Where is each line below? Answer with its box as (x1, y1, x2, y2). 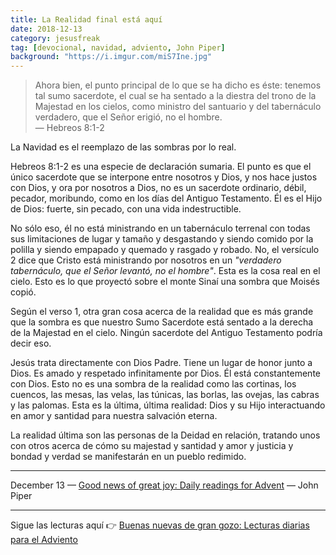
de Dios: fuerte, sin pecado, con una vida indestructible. (10, 203, 242, 215)
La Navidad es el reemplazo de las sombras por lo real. (10, 141, 237, 153)
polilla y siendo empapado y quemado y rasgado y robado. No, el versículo (10, 244, 320, 256)
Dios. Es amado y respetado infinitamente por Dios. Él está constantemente (10, 367, 321, 380)
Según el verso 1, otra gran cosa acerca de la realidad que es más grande (10, 306, 314, 318)
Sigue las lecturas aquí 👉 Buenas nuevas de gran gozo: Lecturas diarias (10, 519, 310, 531)
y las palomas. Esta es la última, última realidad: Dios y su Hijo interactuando (10, 399, 326, 411)
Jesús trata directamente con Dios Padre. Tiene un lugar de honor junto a (10, 357, 313, 369)
